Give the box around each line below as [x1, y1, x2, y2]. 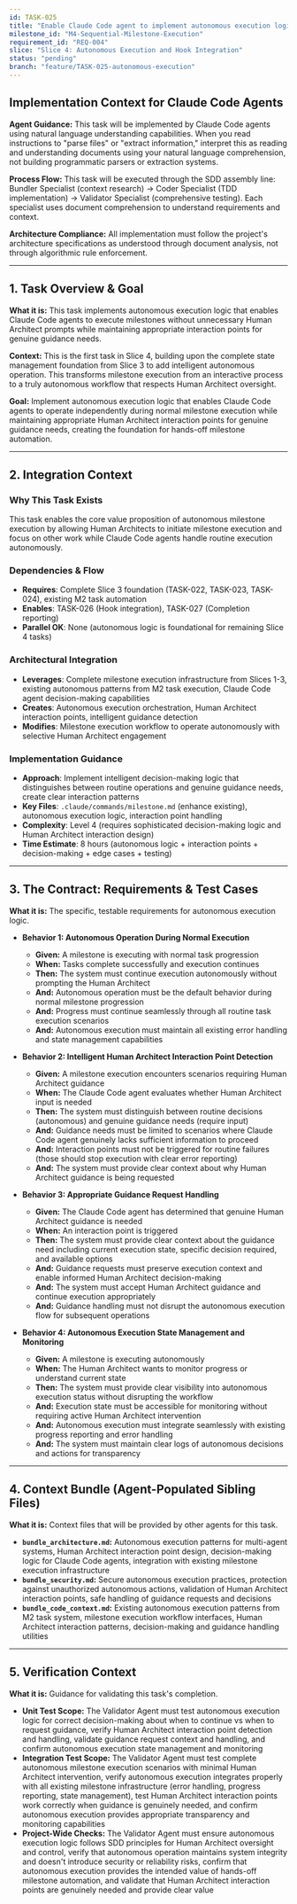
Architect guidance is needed [34, 1215, 143, 1226]
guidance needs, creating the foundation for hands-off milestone [9, 424, 246, 434]
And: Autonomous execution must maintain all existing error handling [34, 1025, 287, 1035]
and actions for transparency [34, 1448, 141, 1458]
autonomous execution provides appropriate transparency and [21, 1809, 250, 1820]
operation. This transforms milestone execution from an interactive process [9, 369, 284, 379]
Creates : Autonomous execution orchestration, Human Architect [21, 702, 257, 713]
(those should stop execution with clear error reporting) [34, 1153, 238, 1164]
